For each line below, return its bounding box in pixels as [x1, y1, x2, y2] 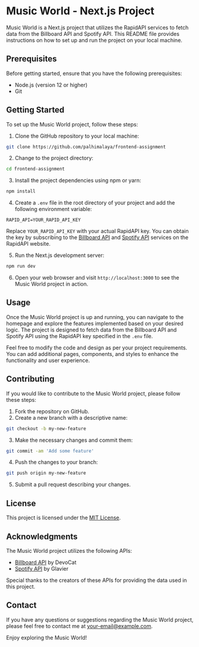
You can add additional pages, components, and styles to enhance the [6, 350, 179, 357]
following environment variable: [14, 206, 92, 213]
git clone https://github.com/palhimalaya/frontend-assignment [6, 144, 166, 150]
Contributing [6, 374, 55, 384]
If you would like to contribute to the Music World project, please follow [6, 389, 181, 397]
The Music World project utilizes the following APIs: [6, 547, 132, 554]
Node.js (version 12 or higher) [14, 81, 88, 88]
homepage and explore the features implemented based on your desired [6, 320, 184, 327]
